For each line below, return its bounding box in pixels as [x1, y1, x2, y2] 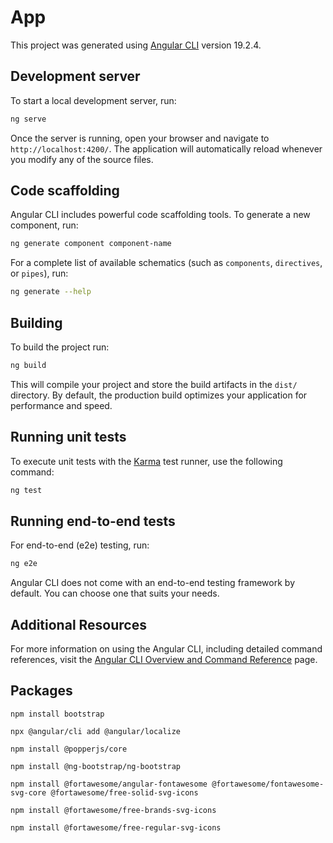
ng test [10, 485, 43, 495]
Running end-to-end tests [10, 512, 176, 530]
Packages [10, 682, 73, 700]
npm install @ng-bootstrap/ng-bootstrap [10, 761, 182, 771]
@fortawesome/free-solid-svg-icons [50, 787, 199, 798]
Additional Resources [10, 616, 147, 633]
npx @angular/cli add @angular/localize [10, 726, 182, 736]
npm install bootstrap [10, 709, 105, 719]
